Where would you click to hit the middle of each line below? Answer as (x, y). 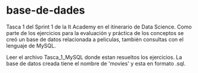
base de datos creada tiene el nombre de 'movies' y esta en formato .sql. (96, 64)
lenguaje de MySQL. (31, 46)
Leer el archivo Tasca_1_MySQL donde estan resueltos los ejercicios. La (94, 57)
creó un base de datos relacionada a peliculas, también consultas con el (95, 39)
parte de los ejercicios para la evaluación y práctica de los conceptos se (95, 33)
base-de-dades (46, 10)
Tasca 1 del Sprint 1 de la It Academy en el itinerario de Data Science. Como (99, 27)
